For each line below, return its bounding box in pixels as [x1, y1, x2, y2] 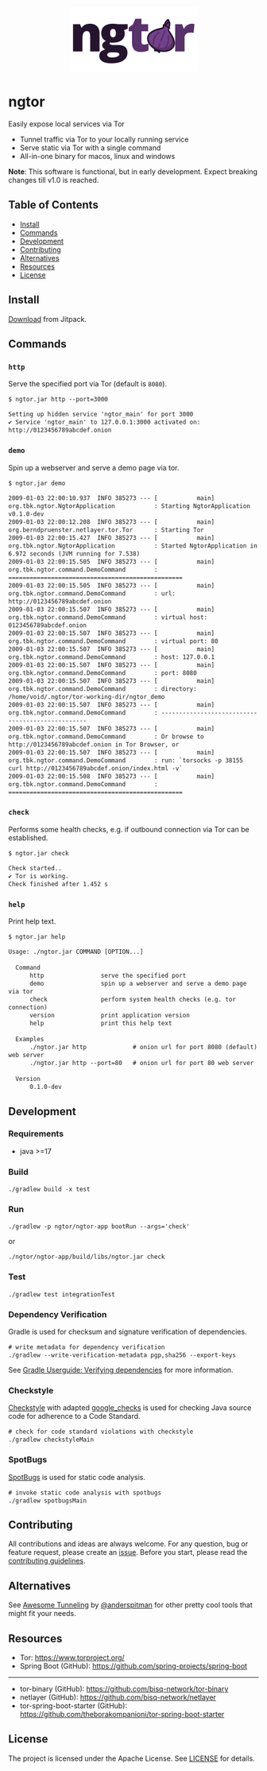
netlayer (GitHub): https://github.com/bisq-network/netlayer [19, 1692, 217, 1703]
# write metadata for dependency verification [8, 1343, 165, 1351]
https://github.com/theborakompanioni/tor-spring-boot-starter [19, 1710, 225, 1719]
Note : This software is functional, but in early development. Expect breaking [8, 166, 258, 176]
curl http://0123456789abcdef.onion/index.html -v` [8, 764, 183, 773]
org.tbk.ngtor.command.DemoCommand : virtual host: [8, 613, 208, 622]
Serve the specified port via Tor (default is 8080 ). [8, 379, 168, 389]
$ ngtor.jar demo [8, 479, 66, 487]
